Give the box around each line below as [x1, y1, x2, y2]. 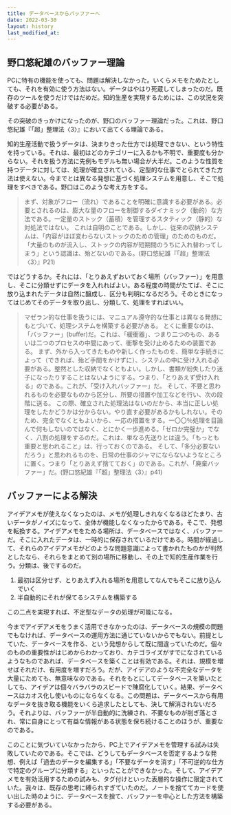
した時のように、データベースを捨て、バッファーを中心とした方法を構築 [19, 792, 223, 800]
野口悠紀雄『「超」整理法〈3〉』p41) [62, 468, 163, 476]
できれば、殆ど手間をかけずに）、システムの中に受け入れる [47, 356, 214, 364]
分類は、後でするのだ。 [19, 561, 85, 569]
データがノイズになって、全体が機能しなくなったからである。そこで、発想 [12, 518, 223, 526]
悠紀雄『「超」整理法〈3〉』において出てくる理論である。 [7, 125, 167, 134]
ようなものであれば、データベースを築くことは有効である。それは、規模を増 [7, 657, 224, 665]
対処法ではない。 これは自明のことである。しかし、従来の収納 [23, 223, 201, 231]
